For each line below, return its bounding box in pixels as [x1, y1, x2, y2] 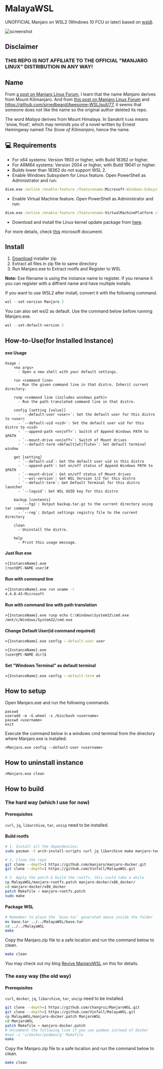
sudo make [5, 893, 25, 898]
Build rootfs [5, 833, 29, 839]
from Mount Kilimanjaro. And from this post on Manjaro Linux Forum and [5, 97, 149, 102]
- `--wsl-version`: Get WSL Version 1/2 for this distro [17, 476, 136, 481]
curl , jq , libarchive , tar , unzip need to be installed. [5, 822, 109, 828]
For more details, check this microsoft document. [5, 229, 103, 234]
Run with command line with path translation [5, 602, 97, 608]
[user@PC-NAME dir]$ [5, 652, 47, 657]
